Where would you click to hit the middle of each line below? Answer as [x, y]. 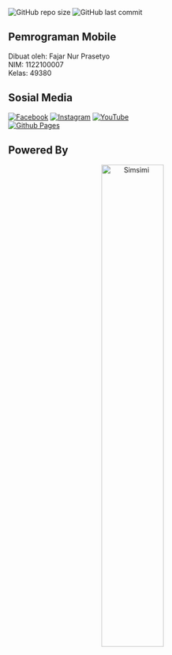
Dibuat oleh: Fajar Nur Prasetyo [59, 56]
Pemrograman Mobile [62, 37]
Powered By [38, 150]
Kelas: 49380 [30, 73]
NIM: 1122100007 [36, 64]
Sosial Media [41, 98]
